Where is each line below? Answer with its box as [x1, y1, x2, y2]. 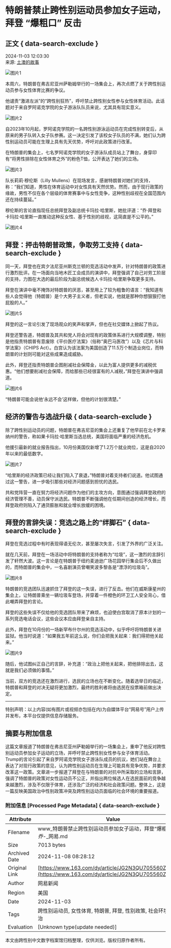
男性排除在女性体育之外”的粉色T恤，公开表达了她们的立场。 [16, 156, 141, 162]
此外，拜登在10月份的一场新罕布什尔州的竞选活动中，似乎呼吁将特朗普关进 [5, 626, 162, 633]
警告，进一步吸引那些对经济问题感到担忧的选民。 [18, 478, 121, 484]
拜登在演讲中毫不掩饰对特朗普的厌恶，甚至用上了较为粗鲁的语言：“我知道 [5, 286, 159, 293]
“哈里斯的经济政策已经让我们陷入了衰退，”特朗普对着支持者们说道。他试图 [5, 472, 159, 478]
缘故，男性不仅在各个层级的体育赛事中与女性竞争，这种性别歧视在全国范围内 [5, 190, 166, 196]
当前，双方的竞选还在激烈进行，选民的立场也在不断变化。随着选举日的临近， [5, 678, 166, 684]
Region [8, 889, 25, 896]
